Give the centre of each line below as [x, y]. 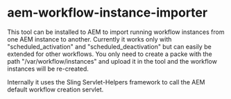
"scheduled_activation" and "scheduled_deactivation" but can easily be [109, 46]
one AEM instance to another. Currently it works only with [89, 39]
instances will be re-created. [48, 69]
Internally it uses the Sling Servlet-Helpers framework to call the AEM [106, 82]
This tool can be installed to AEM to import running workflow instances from [116, 32]
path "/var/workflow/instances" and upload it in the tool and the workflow [112, 61]
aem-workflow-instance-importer [108, 13]
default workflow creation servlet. [55, 89]
